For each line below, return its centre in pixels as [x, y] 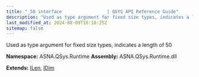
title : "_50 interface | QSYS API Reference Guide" [92, 12]
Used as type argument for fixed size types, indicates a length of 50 [89, 45]
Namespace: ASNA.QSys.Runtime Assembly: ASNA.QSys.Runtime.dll [92, 56]
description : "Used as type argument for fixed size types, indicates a [98, 17]
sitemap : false [25, 28]
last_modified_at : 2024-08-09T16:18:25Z [57, 23]
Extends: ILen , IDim [30, 68]
